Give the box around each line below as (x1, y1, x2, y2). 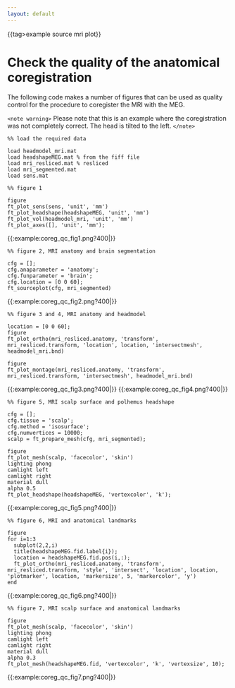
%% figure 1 (7, 184, 42, 191)
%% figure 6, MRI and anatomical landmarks (7, 517, 137, 524)
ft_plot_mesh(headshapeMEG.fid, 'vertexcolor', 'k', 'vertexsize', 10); (7, 660, 225, 668)
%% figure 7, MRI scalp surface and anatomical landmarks (7, 605, 181, 612)
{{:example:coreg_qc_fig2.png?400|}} (7, 297, 118, 306)
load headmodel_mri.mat (7, 147, 77, 155)
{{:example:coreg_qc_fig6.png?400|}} (7, 591, 118, 600)
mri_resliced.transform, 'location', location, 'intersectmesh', (7, 342, 203, 349)
